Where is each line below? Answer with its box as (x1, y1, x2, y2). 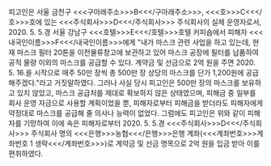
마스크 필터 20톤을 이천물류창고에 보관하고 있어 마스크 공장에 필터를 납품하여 (16, 48, 259, 57)
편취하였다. (8, 149, 44, 158)
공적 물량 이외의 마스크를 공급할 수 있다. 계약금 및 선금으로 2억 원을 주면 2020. (8, 57, 256, 67)
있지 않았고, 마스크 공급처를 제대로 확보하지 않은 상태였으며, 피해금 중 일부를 (16, 88, 256, 97)
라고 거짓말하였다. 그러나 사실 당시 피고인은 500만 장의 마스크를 (39, 78, 240, 87)
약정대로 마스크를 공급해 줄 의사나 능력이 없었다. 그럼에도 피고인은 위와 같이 (8, 109, 246, 117)
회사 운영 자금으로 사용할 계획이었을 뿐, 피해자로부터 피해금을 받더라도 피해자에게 (8, 98, 264, 108)
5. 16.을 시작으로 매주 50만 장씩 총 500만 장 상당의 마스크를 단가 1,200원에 (8, 68, 244, 77)
